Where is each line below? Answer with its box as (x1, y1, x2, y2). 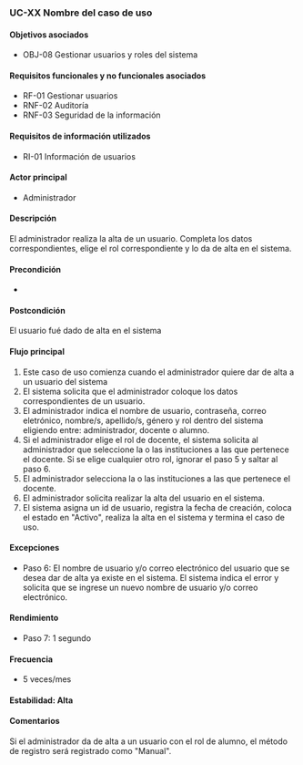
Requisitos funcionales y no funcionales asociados (9, 70, 207, 81)
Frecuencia (9, 654, 53, 665)
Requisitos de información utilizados (9, 130, 151, 141)
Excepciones (9, 543, 60, 553)
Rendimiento (9, 613, 59, 624)
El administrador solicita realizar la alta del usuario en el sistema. (22, 492, 266, 503)
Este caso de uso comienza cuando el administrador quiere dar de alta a (22, 367, 294, 377)
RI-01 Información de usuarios (22, 150, 136, 161)
